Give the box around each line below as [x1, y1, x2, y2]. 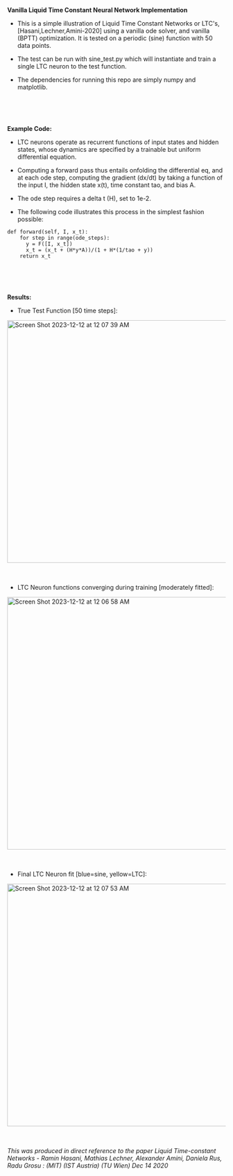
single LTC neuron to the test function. [17, 62, 127, 70]
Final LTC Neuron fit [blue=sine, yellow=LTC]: [17, 870, 147, 878]
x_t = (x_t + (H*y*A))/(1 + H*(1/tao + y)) [25, 247, 154, 254]
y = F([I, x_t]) [25, 240, 73, 247]
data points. [17, 42, 52, 49]
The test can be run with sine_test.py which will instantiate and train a [17, 55, 216, 63]
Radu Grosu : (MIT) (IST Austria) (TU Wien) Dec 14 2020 [7, 1161, 169, 1170]
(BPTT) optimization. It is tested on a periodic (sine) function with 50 [17, 34, 213, 42]
